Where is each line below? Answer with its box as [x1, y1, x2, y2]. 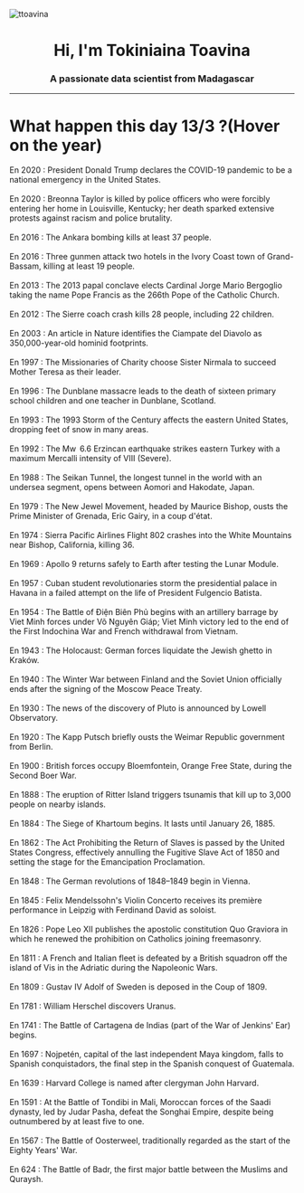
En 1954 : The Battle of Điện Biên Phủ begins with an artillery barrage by [9, 607, 279, 618]
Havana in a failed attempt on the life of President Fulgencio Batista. [9, 588, 262, 599]
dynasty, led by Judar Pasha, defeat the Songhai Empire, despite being [9, 1106, 274, 1117]
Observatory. [9, 713, 59, 724]
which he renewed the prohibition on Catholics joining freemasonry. [9, 933, 262, 944]
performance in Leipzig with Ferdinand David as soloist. [9, 904, 217, 915]
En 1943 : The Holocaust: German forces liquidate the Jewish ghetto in [9, 645, 273, 656]
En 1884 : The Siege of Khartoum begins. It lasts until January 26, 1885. [9, 819, 276, 829]
